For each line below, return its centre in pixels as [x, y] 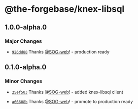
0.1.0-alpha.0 [26, 67]
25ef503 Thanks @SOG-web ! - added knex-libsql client [68, 92]
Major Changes [23, 41]
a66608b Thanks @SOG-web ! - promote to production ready [72, 101]
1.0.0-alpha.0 [26, 27]
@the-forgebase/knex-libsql [65, 9]
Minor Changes [23, 81]
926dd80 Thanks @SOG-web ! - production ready [60, 52]
